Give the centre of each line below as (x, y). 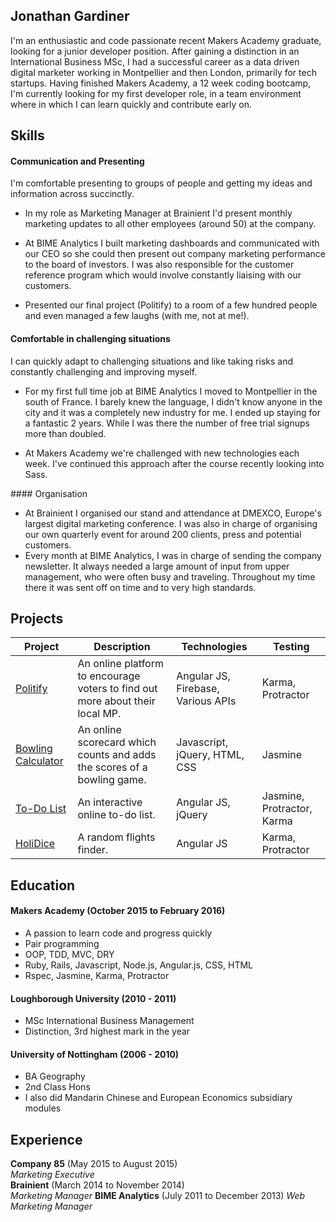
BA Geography (55, 1076)
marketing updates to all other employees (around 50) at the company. (170, 224)
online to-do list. (116, 815)
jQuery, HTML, (210, 755)
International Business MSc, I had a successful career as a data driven (155, 61)
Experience (46, 1139)
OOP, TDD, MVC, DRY (69, 955)
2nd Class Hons (57, 1087)
